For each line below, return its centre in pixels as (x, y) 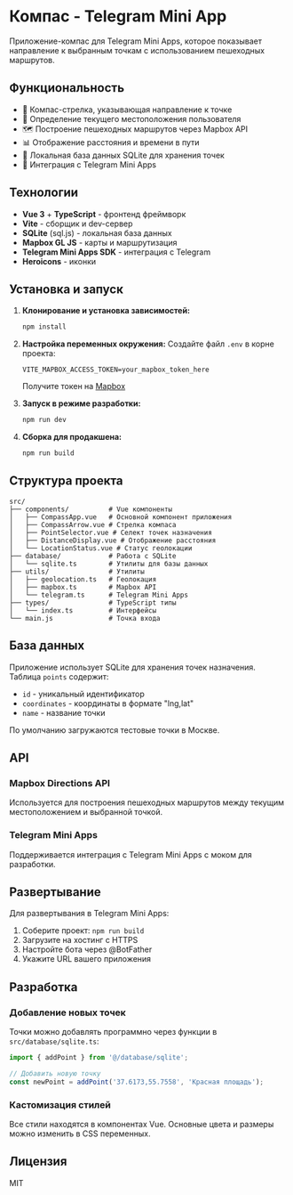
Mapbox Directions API (60, 783)
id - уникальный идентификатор (83, 694)
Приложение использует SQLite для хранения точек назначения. (132, 667)
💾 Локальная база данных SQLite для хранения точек (123, 155)
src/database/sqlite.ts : (54, 1041)
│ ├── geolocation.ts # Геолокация (83, 579)
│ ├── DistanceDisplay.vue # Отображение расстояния (113, 541)
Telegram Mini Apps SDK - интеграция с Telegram (116, 252)
